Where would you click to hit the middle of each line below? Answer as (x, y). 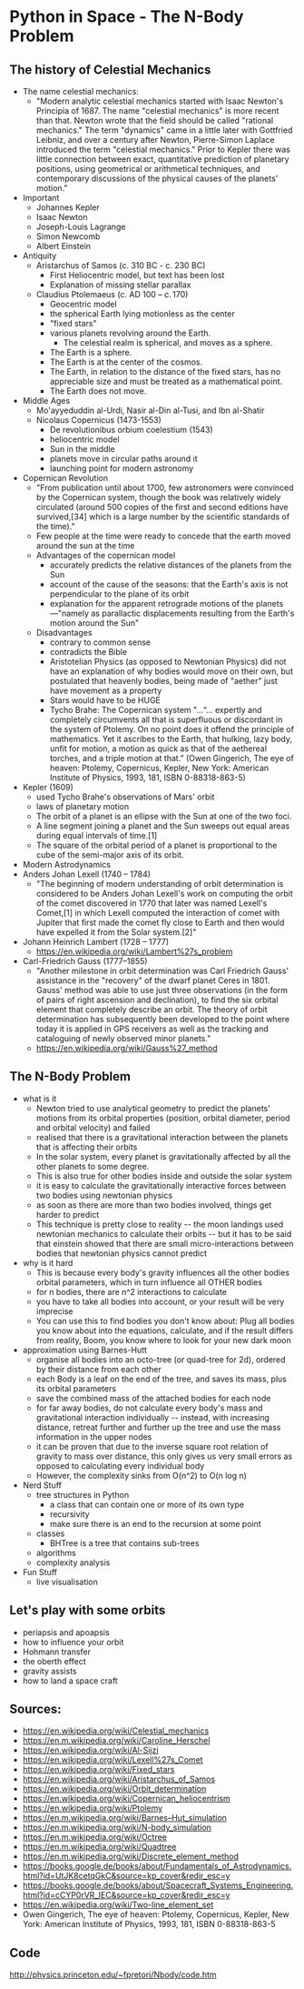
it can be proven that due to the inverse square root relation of (152, 1446)
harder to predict (68, 1214)
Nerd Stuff (42, 1485)
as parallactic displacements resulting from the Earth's (192, 613)
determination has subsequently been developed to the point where (163, 1019)
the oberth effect (54, 1661)
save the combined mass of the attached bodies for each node (153, 1398)
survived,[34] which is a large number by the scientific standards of (163, 517)
